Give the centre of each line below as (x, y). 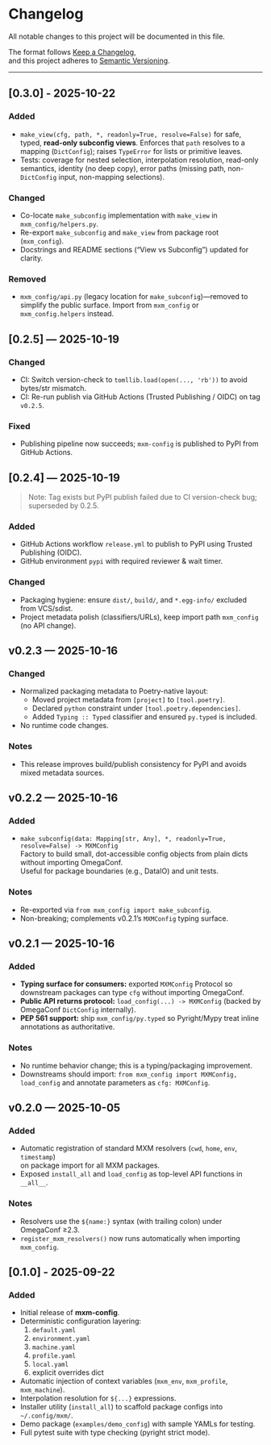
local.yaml (50, 1365)
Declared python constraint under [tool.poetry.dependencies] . (136, 708)
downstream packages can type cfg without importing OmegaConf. (132, 993)
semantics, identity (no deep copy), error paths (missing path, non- (132, 168)
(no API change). (48, 625)
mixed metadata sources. (62, 772)
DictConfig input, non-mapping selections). (92, 177)
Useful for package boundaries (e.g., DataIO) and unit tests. (119, 871)
